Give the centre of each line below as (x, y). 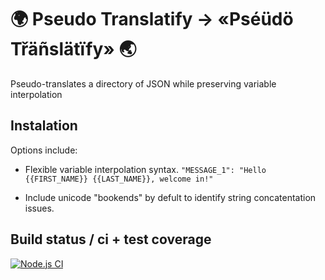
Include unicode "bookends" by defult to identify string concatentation (170, 197)
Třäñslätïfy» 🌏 (73, 49)
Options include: (44, 150)
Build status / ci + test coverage (111, 239)
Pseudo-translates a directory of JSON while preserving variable (143, 83)
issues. (39, 208)
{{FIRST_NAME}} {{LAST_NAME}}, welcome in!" (119, 179)
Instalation (44, 126)
